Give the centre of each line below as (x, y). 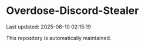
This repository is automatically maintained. (59, 38)
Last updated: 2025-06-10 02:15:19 (48, 27)
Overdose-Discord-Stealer (72, 11)
